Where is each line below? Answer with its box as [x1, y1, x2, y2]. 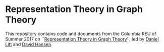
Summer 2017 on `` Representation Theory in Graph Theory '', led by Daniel [5, 36, 159, 42]
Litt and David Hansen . [5, 41, 52, 47]
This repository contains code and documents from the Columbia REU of [5, 30, 156, 36]
